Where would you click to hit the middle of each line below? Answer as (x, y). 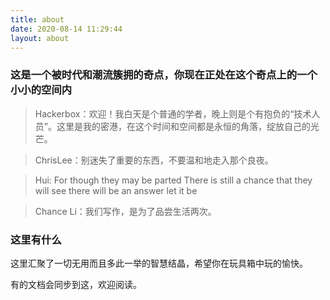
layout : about (40, 38)
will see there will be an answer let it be (116, 190)
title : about (37, 19)
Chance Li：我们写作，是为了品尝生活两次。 (125, 211)
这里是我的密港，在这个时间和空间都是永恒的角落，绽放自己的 (183, 126)
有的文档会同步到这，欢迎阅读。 (76, 284)
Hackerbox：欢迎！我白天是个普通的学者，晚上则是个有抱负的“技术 (173, 113)
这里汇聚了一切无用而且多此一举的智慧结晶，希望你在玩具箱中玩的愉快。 (159, 263)
